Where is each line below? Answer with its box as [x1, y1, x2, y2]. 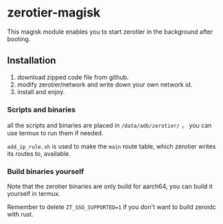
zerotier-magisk [7, 5, 101, 21]
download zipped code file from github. [16, 73, 129, 81]
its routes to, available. [7, 150, 71, 158]
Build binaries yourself [7, 166, 84, 176]
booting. [7, 34, 31, 43]
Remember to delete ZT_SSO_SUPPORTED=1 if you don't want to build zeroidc [7, 203, 216, 211]
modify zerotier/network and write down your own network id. [16, 80, 193, 89]
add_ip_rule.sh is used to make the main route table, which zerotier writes [7, 142, 216, 150]
